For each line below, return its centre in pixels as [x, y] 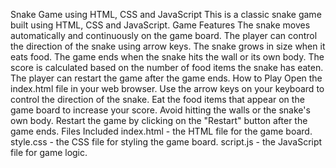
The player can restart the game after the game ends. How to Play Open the [166, 78]
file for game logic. [49, 152]
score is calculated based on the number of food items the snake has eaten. [167, 67]
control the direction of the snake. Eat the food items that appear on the [157, 99]
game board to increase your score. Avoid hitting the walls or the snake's [160, 110]
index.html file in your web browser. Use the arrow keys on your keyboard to [167, 88]
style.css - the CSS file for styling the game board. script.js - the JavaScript [166, 142]
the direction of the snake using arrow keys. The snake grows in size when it [168, 46]
